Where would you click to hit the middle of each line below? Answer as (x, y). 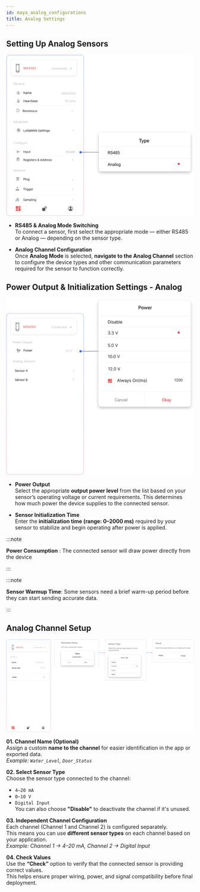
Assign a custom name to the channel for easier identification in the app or (98, 748)
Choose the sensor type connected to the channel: (68, 779)
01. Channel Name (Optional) (43, 742)
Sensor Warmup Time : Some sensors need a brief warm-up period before (98, 591)
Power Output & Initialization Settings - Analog (94, 287)
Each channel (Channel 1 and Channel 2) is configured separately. (87, 827)
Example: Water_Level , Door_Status (49, 761)
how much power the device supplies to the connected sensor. (92, 503)
